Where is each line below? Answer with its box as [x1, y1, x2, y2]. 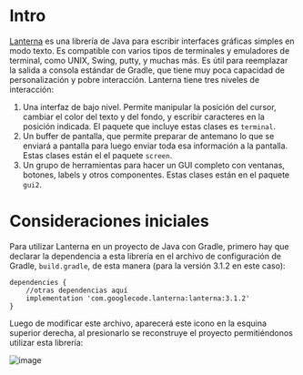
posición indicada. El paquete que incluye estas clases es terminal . [22, 120, 276, 132]
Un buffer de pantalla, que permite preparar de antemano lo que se [22, 130, 275, 141]
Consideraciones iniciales [9, 211, 209, 232]
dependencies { [9, 278, 67, 287]
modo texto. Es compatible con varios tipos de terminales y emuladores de [9, 45, 290, 56]
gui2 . [22, 178, 43, 189]
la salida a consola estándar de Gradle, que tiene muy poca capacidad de [9, 65, 285, 76]
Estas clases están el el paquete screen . [22, 149, 173, 160]
